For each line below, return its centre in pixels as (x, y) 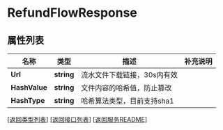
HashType (28, 100)
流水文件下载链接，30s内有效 (129, 75)
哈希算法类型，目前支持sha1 (128, 101)
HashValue (29, 87)
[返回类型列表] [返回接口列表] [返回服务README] (77, 119)
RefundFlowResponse (72, 13)
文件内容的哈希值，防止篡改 (126, 88)
